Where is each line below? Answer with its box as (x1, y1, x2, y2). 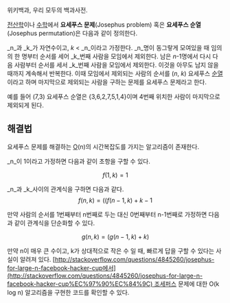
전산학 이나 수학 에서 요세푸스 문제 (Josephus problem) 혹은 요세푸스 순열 (7, 21, 201, 29)
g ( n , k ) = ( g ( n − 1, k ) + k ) (81, 232, 150, 241)
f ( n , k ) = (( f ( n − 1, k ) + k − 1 (78, 196, 153, 204)
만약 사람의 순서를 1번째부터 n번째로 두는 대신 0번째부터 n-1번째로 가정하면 (7, 210, 207, 218)
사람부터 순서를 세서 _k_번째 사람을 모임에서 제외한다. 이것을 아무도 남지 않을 (14, 61, 219, 69)
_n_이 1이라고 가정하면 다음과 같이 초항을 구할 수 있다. (7, 157, 151, 165)
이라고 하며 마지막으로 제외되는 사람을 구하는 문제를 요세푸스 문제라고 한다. (7, 78, 207, 86)
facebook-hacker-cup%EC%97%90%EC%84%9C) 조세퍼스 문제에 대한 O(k (7, 280, 220, 288)
